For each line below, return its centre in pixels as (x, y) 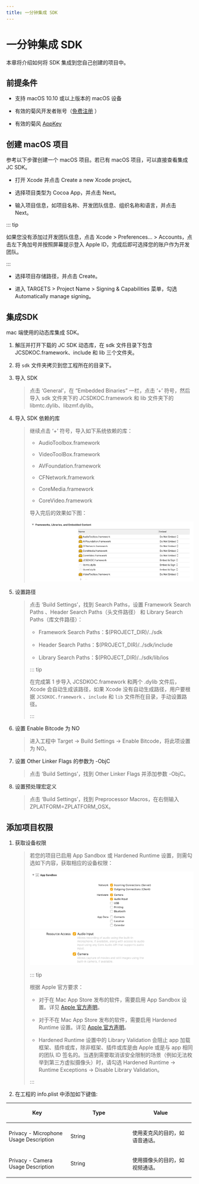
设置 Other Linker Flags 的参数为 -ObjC (62, 761)
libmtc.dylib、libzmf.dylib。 (63, 405)
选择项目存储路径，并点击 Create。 (58, 276)
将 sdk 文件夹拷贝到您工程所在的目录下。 (64, 365)
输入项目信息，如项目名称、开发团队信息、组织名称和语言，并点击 (95, 205)
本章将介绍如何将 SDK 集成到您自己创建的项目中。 (68, 62)
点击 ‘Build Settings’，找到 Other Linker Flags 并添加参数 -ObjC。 (109, 774)
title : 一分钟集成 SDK (32, 13)
